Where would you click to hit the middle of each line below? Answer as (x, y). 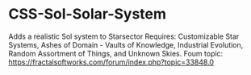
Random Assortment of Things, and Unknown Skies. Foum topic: (116, 53)
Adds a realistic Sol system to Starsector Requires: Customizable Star (124, 36)
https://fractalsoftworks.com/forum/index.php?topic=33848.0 (111, 62)
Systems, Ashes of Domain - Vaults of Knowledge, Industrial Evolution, (126, 44)
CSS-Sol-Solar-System (88, 14)
